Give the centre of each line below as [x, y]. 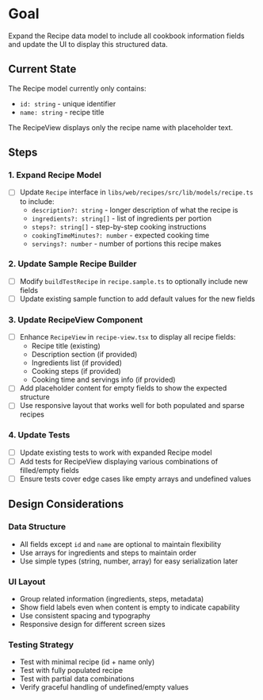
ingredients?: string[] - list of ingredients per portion [122, 218]
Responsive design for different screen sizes [92, 624]
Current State [42, 69]
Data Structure [37, 527]
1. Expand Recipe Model [55, 175]
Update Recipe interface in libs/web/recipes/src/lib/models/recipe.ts [136, 192]
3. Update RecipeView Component [76, 320]
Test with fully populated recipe [71, 671]
